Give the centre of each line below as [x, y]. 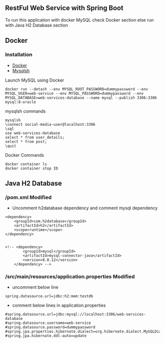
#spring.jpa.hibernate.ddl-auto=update [46, 336]
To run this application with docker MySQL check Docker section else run [79, 20]
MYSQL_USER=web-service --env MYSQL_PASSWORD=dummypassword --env [74, 93]
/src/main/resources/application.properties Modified [70, 277]
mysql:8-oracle [21, 102]
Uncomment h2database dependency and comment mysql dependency [85, 208]
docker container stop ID [31, 168]
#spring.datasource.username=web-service [48, 323]
